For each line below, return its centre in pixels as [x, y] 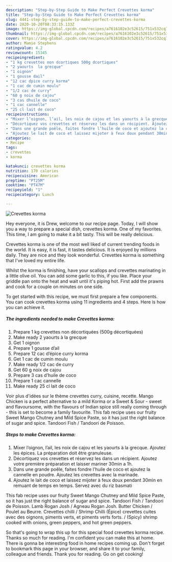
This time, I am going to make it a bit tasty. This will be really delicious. [80, 234]
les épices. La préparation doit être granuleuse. [63, 453]
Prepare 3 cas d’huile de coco [45, 375]
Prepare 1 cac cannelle [37, 380]
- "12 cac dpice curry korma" [38, 81]
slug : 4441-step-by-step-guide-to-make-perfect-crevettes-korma [76, 19]
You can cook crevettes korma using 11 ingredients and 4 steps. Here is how [86, 302]
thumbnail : [17, 34]
